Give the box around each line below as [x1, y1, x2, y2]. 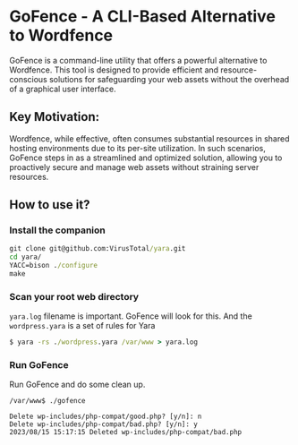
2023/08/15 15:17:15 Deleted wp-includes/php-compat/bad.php [9, 428, 243, 437]
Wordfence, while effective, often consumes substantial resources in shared [9, 133, 290, 144]
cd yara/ [9, 252, 42, 261]
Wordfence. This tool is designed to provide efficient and [9, 64, 219, 75]
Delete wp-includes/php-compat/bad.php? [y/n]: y [9, 420, 199, 429]
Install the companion [9, 224, 106, 236]
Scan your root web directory [9, 290, 140, 303]
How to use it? [9, 197, 90, 212]
